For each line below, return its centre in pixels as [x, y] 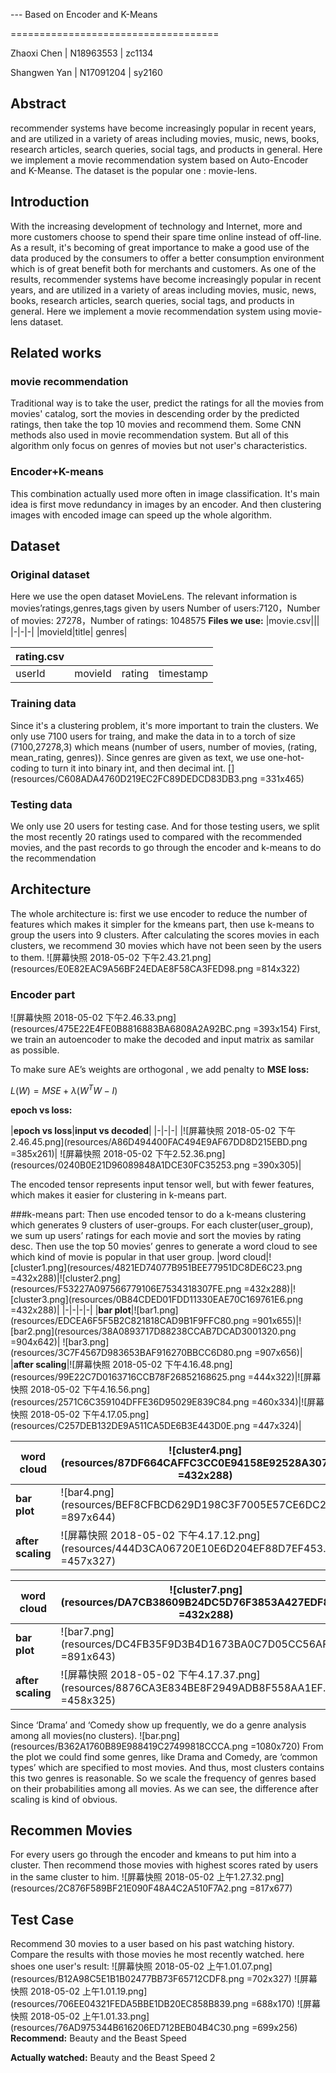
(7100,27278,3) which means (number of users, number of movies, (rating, [164, 746]
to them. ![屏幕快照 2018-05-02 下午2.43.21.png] [111, 957]
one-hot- [286, 757]
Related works [56, 353]
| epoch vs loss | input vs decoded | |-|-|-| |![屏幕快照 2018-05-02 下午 [153, 1130]
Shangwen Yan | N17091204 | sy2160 [86, 72]
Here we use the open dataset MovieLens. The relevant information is [154, 596]
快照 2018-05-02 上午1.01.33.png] [80, 2016]
